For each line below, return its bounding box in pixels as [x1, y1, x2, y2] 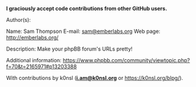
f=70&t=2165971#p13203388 [6, 63, 77, 70]
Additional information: [6, 57, 62, 63]
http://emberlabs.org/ [6, 34, 59, 41]
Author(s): [6, 16, 31, 23]
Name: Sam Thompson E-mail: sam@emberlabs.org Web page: [6, 28, 161, 35]
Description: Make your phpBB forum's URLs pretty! [6, 45, 133, 52]
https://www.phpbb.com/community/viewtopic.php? [63, 57, 191, 63]
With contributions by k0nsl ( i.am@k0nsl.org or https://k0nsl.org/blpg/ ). [6, 75, 184, 81]
